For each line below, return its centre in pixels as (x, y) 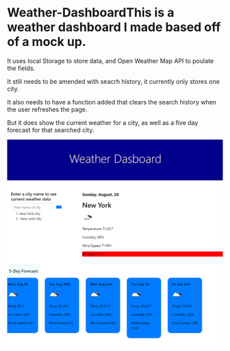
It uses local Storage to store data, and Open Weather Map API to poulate (111, 60)
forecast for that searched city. (51, 130)
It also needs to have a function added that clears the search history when (112, 102)
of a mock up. (47, 42)
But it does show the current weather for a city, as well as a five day (103, 122)
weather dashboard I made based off (114, 27)
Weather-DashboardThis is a (91, 13)
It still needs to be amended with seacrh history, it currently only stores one (114, 81)
